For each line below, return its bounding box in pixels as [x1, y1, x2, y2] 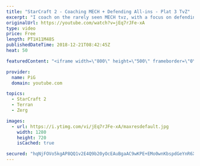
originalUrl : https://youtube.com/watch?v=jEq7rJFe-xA [6, 20, 145, 26]
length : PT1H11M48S [6, 36, 55, 42]
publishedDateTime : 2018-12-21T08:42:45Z [6, 42, 111, 48]
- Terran [11, 102, 33, 108]
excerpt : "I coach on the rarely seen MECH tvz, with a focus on [6, 14, 171, 20]
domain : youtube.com [11, 80, 62, 86]
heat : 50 [6, 48, 28, 54]
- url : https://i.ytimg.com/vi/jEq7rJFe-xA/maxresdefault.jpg [11, 123, 169, 130]
